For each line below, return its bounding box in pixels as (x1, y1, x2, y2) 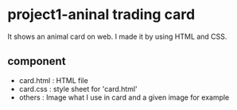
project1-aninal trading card (7, 6, 196, 24)
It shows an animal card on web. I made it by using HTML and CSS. (7, 32, 227, 41)
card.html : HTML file (18, 75, 88, 85)
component (7, 55, 66, 68)
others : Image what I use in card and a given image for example (18, 93, 230, 102)
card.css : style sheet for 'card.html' (18, 84, 138, 93)
